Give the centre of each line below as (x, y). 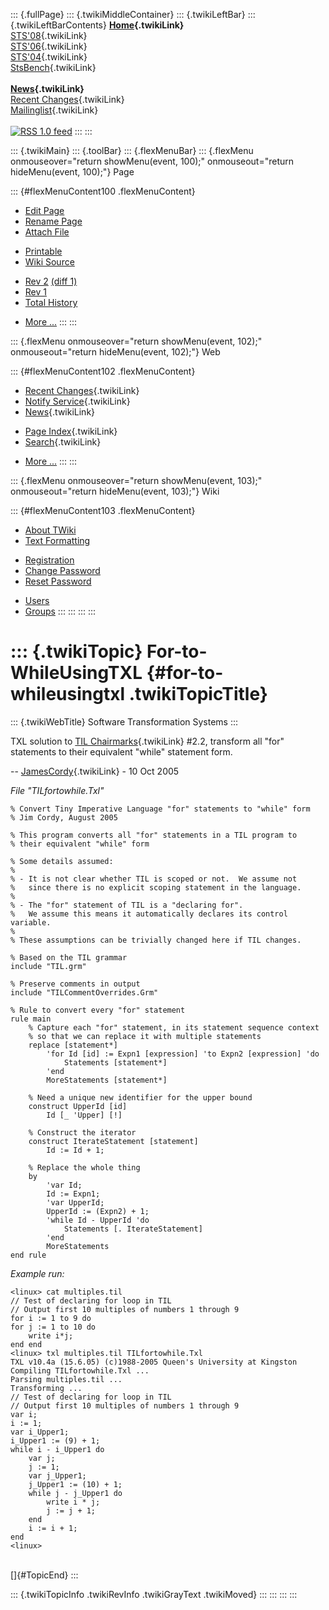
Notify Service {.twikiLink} (77, 401)
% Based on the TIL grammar (69, 957)
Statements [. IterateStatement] (133, 1229)
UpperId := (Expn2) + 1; (98, 1211)
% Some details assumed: (62, 861)
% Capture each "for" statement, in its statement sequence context (174, 1027)
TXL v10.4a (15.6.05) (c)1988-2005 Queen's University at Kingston (154, 1362)
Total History (51, 302)
